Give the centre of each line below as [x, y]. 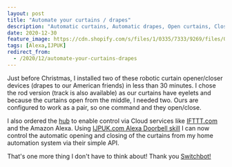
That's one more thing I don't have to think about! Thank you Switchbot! [109, 156]
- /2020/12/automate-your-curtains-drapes [75, 59]
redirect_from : [29, 52]
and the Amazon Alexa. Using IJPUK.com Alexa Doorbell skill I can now [108, 128]
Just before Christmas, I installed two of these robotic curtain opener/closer [115, 78]
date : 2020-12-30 [32, 33]
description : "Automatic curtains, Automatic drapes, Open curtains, [109, 26]
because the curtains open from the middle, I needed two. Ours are [103, 100]
